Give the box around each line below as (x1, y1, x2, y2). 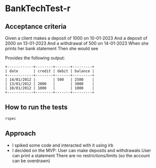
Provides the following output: (5, 55, 65, 61)
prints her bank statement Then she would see (5, 46, 99, 51)
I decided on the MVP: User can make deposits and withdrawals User (12, 147, 152, 153)
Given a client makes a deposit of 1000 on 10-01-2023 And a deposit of (5, 35, 148, 41)
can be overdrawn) (12, 158, 51, 164)
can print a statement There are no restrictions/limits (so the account (12, 152, 150, 158)
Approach (5, 130, 36, 138)
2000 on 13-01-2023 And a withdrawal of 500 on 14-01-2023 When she (5, 40, 149, 46)
